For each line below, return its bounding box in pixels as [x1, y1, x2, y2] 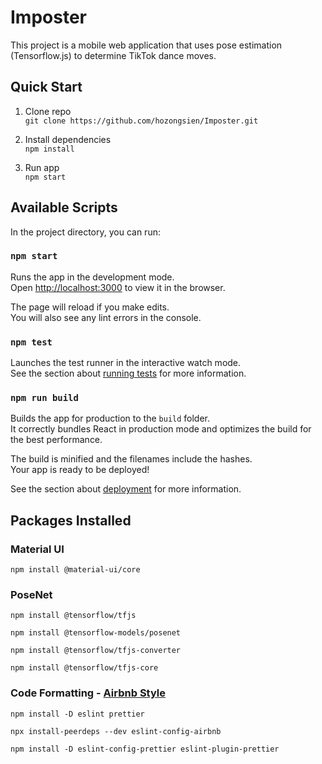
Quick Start [10, 79, 83, 96]
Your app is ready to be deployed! [10, 464, 150, 476]
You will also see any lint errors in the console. [10, 311, 202, 323]
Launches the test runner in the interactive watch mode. [10, 357, 242, 369]
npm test [10, 336, 53, 348]
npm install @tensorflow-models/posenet [10, 628, 182, 638]
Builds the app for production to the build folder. [10, 412, 211, 425]
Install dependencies [24, 133, 112, 145]
